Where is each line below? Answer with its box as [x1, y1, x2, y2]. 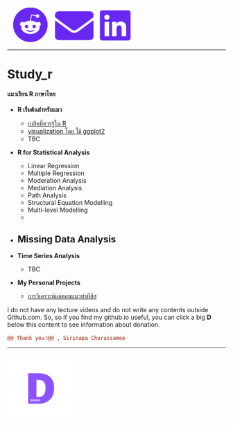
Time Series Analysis [17, 252, 80, 260]
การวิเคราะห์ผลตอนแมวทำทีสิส [27, 292, 97, 300]
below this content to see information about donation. [7, 320, 161, 329]
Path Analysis [27, 191, 67, 199]
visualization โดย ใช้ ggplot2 [27, 127, 105, 136]
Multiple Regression [27, 169, 85, 177]
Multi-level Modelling [27, 206, 88, 215]
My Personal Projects [17, 278, 81, 287]
